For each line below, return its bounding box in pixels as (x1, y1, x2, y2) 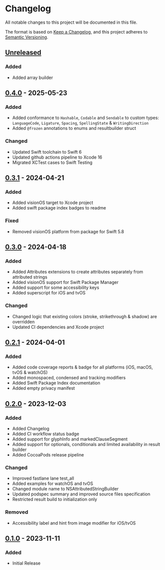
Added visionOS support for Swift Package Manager (12, 280, 119, 285)
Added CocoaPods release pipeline (12, 451, 84, 457)
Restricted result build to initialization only (12, 496, 98, 502)
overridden (12, 319, 35, 325)
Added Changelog (12, 425, 50, 431)
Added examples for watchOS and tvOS (12, 481, 94, 487)
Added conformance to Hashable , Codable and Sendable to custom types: (12, 115, 159, 121)
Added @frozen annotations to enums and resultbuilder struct (12, 125, 136, 131)
